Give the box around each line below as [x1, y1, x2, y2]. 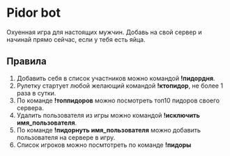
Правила [6, 56, 47, 68]
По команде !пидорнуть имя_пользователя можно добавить [16, 125, 201, 134]
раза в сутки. [16, 88, 56, 97]
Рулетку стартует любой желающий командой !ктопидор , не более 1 [16, 81, 224, 90]
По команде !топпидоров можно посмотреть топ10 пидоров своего [16, 96, 220, 104]
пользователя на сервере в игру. [16, 133, 116, 141]
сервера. [16, 103, 45, 112]
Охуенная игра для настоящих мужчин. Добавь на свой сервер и [6, 28, 202, 36]
